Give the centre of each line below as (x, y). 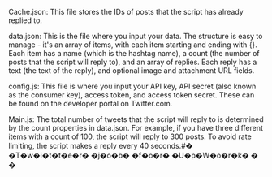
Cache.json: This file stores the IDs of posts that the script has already (126, 12)
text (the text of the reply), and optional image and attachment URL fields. (132, 71)
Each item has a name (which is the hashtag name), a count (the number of (134, 53)
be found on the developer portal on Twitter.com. (91, 104)
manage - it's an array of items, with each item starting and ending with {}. (133, 45)
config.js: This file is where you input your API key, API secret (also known (132, 86)
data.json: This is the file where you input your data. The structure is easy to (136, 36)
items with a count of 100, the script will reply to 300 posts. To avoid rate (130, 136)
